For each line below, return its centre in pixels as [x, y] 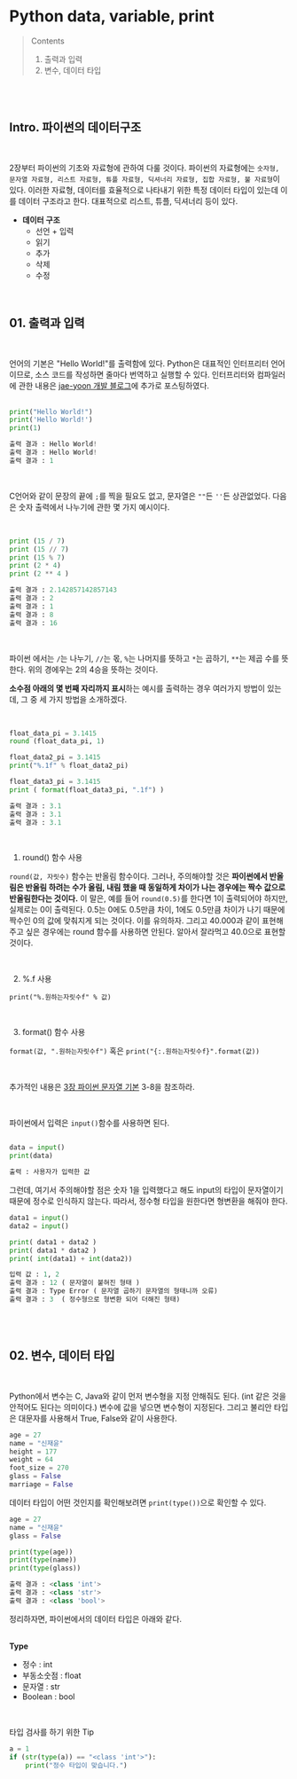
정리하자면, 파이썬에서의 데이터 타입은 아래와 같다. [96, 1618]
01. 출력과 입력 [47, 323]
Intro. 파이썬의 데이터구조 [75, 127]
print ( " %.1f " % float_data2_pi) [69, 766]
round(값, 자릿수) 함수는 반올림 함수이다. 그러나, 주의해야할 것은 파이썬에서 [138, 876]
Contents [47, 41]
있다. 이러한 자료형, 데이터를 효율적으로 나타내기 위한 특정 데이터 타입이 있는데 [144, 190]
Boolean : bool [48, 1697]
